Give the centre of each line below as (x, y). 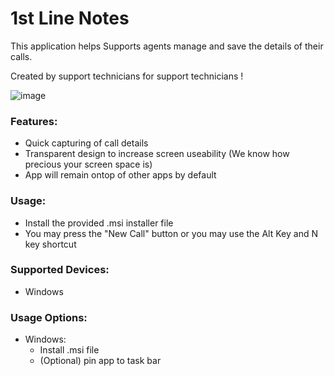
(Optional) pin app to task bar (100, 361)
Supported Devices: (60, 270)
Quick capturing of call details (86, 143)
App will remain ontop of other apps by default (120, 175)
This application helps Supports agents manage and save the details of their (167, 46)
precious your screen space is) (88, 164)
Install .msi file (69, 350)
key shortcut (50, 244)
